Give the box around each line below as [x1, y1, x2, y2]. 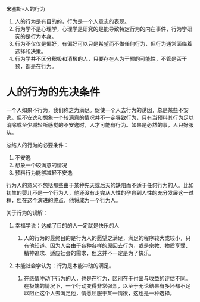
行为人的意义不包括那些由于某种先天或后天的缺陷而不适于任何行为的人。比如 [6, 181, 194, 189]
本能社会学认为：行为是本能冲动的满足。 [14, 261, 114, 269]
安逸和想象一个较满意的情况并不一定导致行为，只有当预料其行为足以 [26, 114, 194, 121]
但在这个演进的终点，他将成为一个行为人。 [16, 196, 121, 204]
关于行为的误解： [6, 209, 48, 216]
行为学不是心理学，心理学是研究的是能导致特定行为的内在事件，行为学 [14, 26, 187, 32]
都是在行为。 [25, 63, 57, 70]
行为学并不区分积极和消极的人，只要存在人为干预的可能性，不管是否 [14, 55, 182, 62]
